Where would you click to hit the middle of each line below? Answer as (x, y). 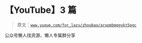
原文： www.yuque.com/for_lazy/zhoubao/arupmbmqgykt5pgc (77, 25)
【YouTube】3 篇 (41, 10)
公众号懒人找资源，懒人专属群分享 (40, 35)
